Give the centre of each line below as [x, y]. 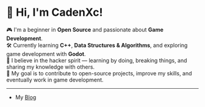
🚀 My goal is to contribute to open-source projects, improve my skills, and [99, 73]
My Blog [26, 97]
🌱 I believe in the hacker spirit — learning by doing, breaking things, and [97, 60]
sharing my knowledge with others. [51, 67]
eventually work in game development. [55, 80]
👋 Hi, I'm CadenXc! [55, 12]
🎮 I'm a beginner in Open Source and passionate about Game [85, 29]
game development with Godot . [46, 53]
